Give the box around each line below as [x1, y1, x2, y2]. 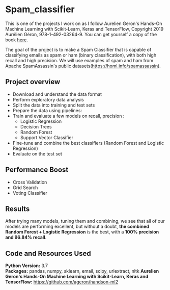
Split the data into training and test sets [12, 102, 95, 108]
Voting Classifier [12, 190, 47, 196]
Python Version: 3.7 [5, 262, 48, 269]
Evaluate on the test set [12, 150, 63, 156]
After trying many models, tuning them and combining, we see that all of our [5, 218, 165, 224]
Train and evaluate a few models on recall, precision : [12, 113, 125, 119]
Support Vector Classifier [20, 134, 74, 141]
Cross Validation [12, 179, 47, 185]
